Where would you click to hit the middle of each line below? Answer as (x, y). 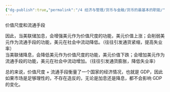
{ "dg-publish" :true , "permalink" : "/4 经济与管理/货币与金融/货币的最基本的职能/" (85, 10)
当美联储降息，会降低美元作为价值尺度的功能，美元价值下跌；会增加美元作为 (85, 55)
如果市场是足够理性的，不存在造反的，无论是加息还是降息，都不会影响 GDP (84, 78)
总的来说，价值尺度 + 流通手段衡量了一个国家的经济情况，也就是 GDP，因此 (84, 72)
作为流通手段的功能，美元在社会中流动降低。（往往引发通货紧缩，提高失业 (86, 42)
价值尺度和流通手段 (25, 25)
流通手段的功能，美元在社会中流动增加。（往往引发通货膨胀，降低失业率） (82, 61)
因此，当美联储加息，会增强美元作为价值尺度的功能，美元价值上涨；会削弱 (83, 35)
